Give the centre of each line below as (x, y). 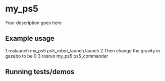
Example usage (30, 38)
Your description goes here (34, 23)
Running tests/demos (40, 72)
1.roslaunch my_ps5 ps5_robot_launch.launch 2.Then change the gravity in (83, 50)
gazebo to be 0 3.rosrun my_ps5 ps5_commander (57, 56)
